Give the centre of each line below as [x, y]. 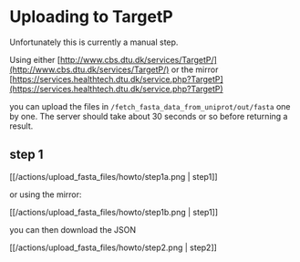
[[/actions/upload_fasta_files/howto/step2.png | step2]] [113, 247]
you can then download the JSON [73, 229]
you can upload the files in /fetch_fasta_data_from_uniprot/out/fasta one [150, 106]
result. [21, 126]
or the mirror [195, 69]
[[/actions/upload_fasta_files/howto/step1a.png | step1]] [114, 176]
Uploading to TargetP [91, 17]
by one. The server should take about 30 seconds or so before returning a [149, 116]
